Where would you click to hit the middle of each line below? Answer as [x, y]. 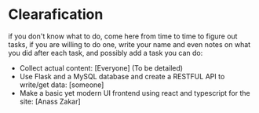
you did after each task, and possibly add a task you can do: [106, 53]
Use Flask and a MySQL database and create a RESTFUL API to [122, 76]
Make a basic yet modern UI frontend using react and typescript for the [135, 93]
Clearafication [56, 15]
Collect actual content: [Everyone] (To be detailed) [101, 67]
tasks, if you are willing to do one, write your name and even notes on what [129, 44]
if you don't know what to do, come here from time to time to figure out [123, 36]
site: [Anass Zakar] [50, 101]
